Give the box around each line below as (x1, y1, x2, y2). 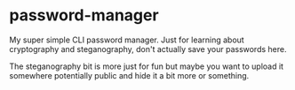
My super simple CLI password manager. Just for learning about (9, 34, 244, 45)
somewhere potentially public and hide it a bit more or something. (9, 70, 250, 80)
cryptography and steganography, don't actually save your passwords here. (9, 43, 287, 54)
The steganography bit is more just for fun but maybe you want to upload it (9, 61, 284, 71)
